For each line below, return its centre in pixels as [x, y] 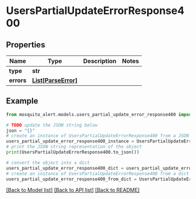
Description [100, 61]
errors [18, 80]
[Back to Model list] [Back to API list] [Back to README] [73, 190]
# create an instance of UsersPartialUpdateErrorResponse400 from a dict [98, 173]
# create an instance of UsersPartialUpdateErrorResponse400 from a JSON [98, 136]
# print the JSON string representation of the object [74, 147]
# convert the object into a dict [48, 163]
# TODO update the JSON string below [52, 125]
